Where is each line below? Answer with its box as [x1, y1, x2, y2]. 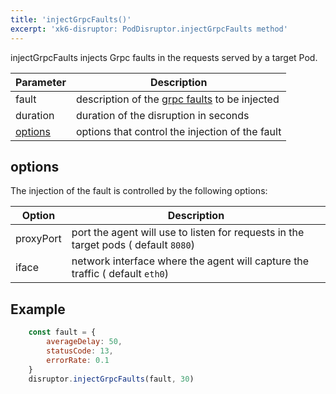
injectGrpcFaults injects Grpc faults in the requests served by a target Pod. [10, 51, 318, 63]
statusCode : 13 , [46, 346, 114, 356]
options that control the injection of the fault [75, 124, 282, 138]
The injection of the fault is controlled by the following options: [10, 185, 268, 197]
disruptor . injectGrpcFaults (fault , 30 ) [28, 374, 195, 384]
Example [10, 301, 66, 318]
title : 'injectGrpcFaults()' [10, 14, 132, 25]
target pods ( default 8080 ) [71, 238, 195, 252]
